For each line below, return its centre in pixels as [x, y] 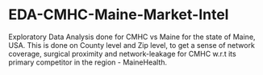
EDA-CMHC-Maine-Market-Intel [119, 15]
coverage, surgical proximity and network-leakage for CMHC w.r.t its [122, 53]
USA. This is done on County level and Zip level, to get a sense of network [132, 45]
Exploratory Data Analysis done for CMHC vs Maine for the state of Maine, [132, 37]
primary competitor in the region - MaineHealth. [88, 62]
